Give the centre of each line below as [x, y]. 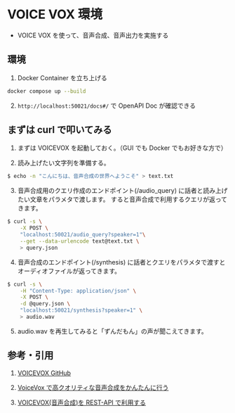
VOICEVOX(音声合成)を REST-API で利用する [81, 402]
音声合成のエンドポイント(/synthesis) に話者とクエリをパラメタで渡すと [121, 262]
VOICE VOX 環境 [55, 14]
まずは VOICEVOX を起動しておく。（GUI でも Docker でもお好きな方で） [122, 148]
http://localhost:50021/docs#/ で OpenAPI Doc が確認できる [107, 106]
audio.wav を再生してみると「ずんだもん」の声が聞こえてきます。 [113, 331]
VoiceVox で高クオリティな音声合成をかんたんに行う [93, 387]
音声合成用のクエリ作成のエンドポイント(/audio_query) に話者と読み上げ [122, 191]
